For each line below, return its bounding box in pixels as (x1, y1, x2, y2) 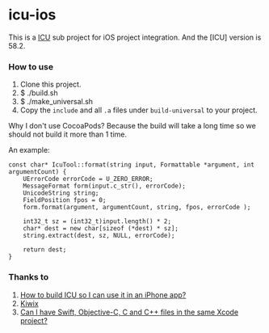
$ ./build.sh (19, 88, 58, 98)
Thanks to (8, 272, 49, 283)
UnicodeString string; (23, 189, 99, 197)
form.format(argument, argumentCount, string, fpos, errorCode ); (23, 204, 251, 212)
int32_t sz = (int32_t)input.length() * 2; (23, 217, 172, 226)
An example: (8, 145, 50, 155)
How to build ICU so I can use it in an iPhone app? (19, 289, 187, 300)
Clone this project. (19, 79, 82, 90)
